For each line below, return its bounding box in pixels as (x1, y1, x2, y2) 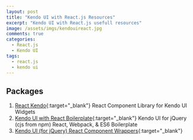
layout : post (6, 8, 39, 15)
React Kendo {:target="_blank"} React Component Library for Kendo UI (14, 102, 187, 109)
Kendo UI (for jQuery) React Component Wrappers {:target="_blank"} (14, 127, 183, 135)
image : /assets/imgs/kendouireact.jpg (6, 25, 102, 32)
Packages (6, 86, 43, 96)
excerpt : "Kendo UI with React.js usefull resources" (6, 20, 143, 26)
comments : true (6, 31, 44, 37)
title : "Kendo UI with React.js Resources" (6, 14, 116, 20)
